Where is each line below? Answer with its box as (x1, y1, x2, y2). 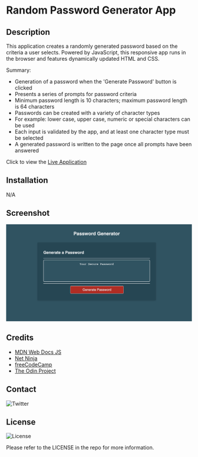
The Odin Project (14, 367, 56, 374)
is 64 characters (14, 103, 55, 110)
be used (14, 122, 35, 129)
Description (6, 27, 50, 37)
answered (14, 147, 39, 154)
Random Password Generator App (6, 4, 176, 17)
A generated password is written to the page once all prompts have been (14, 141, 192, 147)
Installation (6, 175, 48, 186)
